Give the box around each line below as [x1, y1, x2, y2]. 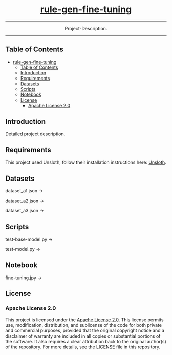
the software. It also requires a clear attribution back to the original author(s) [5, 338, 166, 344]
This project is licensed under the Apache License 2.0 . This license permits [5, 317, 164, 323]
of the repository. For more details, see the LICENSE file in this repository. [5, 344, 161, 350]
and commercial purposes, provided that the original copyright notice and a [5, 327, 165, 333]
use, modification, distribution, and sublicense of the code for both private [5, 322, 162, 328]
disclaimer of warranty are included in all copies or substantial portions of [5, 332, 161, 339]
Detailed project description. [5, 131, 66, 137]
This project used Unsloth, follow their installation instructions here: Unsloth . [5, 159, 166, 165]
